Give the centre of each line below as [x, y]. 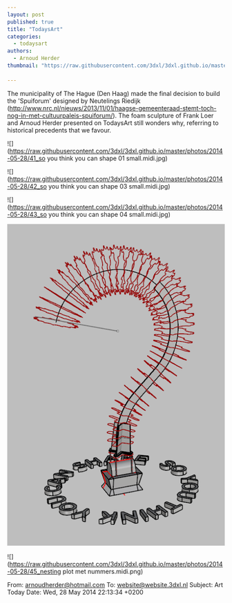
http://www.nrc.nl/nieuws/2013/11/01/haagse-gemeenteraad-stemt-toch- [113, 108]
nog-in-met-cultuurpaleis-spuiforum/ [60, 115]
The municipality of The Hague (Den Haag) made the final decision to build [114, 93]
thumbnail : [23, 66]
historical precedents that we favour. [59, 130]
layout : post [26, 15]
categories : [24, 37]
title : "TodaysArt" [35, 29]
